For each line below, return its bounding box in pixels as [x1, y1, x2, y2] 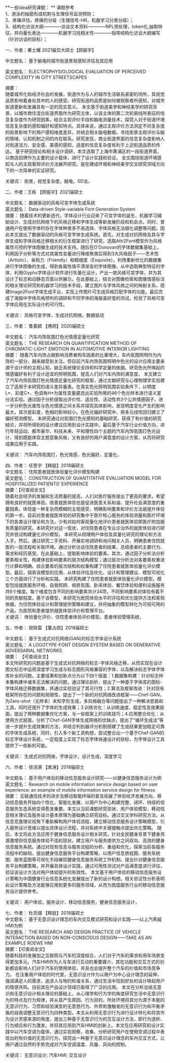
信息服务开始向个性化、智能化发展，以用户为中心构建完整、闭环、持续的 [9, 799, 160, 805]
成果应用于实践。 [5, 441, 41, 447]
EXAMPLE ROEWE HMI [5, 940, 53, 946]
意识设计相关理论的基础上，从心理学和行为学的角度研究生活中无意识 [18, 990, 160, 996]
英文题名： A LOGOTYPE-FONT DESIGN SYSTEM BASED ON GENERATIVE [5, 642, 161, 648]
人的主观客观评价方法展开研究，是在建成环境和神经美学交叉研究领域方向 [14, 161, 165, 167]
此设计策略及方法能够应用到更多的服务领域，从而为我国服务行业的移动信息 [5, 882, 160, 888]
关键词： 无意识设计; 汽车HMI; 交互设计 [5, 1052, 87, 1058]
